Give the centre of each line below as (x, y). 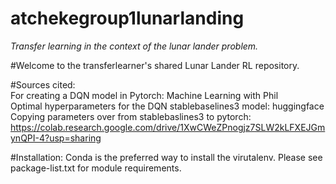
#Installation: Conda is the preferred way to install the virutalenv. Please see (166, 157)
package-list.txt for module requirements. (96, 168)
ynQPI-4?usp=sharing (56, 138)
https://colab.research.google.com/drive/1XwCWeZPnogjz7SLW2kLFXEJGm (168, 127)
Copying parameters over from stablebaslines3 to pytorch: (131, 116)
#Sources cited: (43, 84)
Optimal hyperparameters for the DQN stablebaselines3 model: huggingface (167, 106)
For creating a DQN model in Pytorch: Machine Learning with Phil (144, 95)
